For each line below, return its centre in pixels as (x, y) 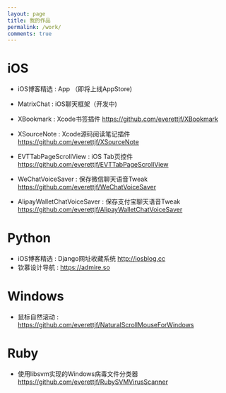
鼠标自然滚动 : (38, 317)
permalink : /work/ (34, 27)
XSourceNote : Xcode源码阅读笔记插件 (74, 134)
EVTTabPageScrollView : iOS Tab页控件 (75, 157)
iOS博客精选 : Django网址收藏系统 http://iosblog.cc (91, 259)
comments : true (30, 34)
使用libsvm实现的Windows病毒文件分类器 (78, 374)
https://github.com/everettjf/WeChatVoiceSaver (87, 187)
